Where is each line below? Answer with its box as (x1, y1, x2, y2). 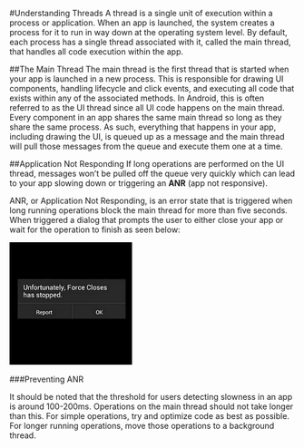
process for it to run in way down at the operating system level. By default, (9, 27, 288, 37)
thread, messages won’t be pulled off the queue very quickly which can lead (9, 168, 296, 179)
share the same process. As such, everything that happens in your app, (9, 122, 277, 132)
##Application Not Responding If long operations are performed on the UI (9, 159, 284, 169)
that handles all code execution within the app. (9, 46, 184, 57)
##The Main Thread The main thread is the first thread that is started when (9, 63, 289, 74)
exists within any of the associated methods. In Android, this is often (9, 93, 265, 103)
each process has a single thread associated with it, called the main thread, (9, 36, 291, 47)
